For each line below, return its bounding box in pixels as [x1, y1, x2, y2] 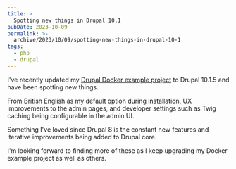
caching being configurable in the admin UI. [7, 111, 135, 120]
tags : [7, 43, 23, 50]
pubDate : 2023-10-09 [7, 23, 68, 30]
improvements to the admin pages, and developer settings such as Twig [7, 104, 216, 113]
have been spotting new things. [7, 82, 99, 92]
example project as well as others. [7, 154, 107, 162]
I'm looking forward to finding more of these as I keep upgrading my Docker [7, 146, 228, 155]
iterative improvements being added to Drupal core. [7, 132, 157, 141]
